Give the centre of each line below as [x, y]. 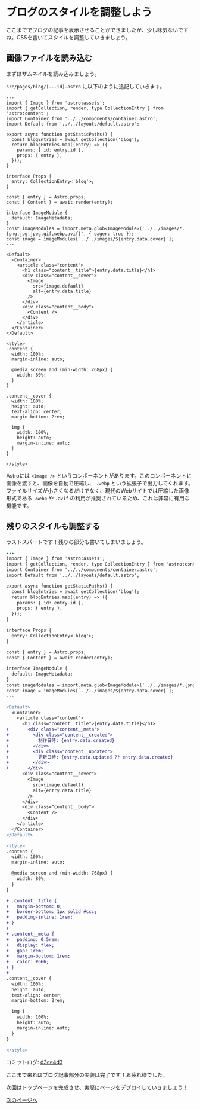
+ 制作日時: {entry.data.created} [60, 740]
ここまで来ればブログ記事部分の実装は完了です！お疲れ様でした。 [87, 1075]
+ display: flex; [30, 945]
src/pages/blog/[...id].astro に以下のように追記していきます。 [86, 86]
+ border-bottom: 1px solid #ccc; [51, 912]
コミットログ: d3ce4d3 [35, 1062]
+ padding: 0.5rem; [33, 939]
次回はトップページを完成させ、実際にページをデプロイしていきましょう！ [97, 1087]
